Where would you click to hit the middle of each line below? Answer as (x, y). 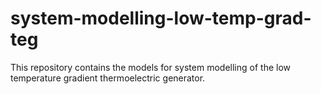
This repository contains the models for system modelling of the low (150, 67)
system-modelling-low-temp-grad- (161, 18)
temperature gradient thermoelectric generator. (108, 78)
